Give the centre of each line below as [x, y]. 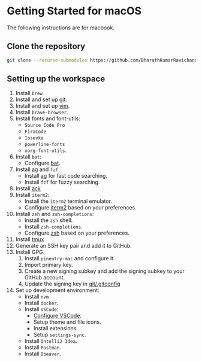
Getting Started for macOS [74, 11]
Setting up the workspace [56, 79]
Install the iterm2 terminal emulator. [68, 201]
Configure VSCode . [57, 316]
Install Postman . [43, 348]
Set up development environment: [57, 290]
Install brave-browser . [42, 112]
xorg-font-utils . [46, 150]
